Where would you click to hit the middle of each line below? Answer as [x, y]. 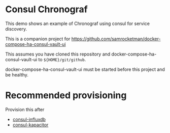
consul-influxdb [29, 119]
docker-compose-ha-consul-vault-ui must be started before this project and [85, 69]
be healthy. [17, 74]
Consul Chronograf [46, 9]
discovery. [16, 29]
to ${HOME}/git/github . [62, 59]
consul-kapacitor [30, 125]
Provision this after [25, 109]
